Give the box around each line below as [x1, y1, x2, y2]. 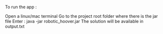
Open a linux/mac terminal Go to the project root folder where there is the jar [5, 13, 158, 19]
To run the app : [5, 4, 37, 10]
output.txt [5, 23, 25, 29]
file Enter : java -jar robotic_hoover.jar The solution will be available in [5, 19, 144, 24]
